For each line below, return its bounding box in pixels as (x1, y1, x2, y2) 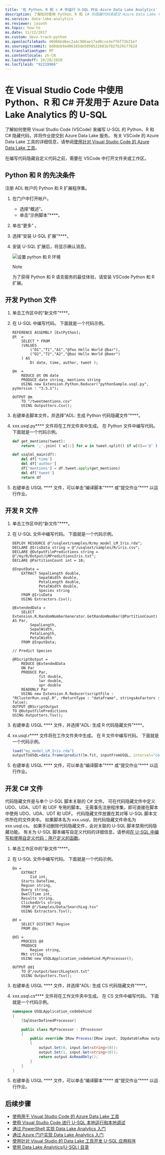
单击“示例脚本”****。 (19, 212, 62, 218)
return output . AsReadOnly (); (38, 1054, 99, 1059)
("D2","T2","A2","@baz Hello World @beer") (30, 351, 120, 356)
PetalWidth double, (38, 583, 79, 589)
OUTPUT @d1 (12, 965, 35, 970)
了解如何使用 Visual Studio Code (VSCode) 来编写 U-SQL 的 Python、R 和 (5, 126, 155, 133)
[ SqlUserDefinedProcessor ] (21, 1018, 77, 1023)
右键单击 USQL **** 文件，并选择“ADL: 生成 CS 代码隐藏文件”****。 (12, 982, 150, 988)
